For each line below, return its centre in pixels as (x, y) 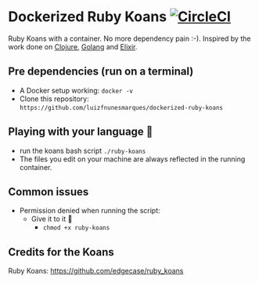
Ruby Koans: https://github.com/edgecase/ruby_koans (96, 271)
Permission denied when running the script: (90, 211)
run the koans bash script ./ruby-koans (83, 151)
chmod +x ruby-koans (76, 228)
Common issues (49, 192)
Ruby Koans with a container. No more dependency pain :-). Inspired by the (129, 38)
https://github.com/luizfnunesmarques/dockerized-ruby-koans (121, 107)
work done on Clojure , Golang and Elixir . (73, 46)
